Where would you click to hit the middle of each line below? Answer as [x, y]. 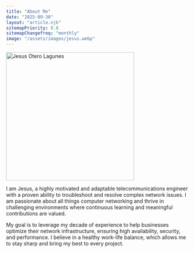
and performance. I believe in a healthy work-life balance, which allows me [96, 237]
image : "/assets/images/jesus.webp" [51, 39]
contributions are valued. [36, 213]
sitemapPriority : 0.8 [32, 28]
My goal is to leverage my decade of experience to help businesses [88, 225]
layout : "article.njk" [34, 22]
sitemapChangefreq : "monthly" [43, 33]
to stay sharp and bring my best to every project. [65, 243]
